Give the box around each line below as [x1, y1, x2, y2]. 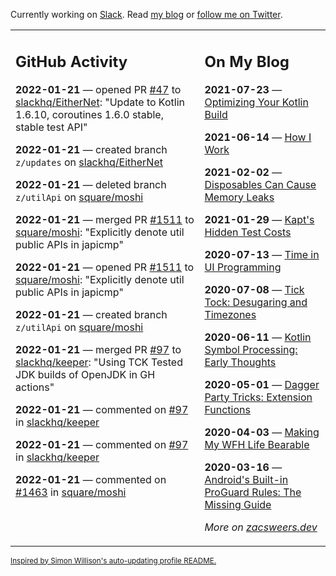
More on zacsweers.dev [204, 520, 318, 534]
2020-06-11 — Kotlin [204, 330, 312, 344]
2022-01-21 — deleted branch [15, 177, 167, 191]
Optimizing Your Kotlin [204, 95, 309, 109]
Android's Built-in [204, 472, 289, 486]
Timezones [204, 307, 257, 321]
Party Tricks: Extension [204, 390, 313, 404]
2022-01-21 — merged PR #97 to [15, 342, 182, 356]
